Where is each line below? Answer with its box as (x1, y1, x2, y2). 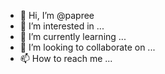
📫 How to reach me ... (19, 53, 113, 64)
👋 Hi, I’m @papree (19, 10, 95, 21)
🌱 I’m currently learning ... (19, 31, 127, 42)
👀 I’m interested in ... (19, 20, 105, 32)
